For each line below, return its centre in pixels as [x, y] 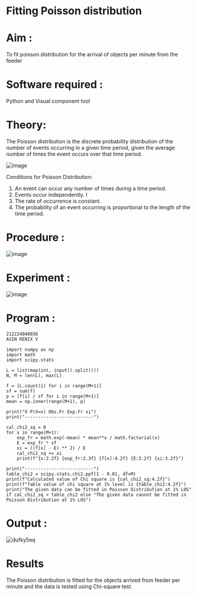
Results [25, 563]
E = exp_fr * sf [37, 443]
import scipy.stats [30, 360]
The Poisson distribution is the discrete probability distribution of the [90, 141]
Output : [27, 523]
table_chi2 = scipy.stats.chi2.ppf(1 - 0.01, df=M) [71, 474]
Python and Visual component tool [48, 101]
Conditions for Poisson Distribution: [49, 177]
